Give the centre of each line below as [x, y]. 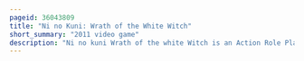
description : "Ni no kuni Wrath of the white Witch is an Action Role [145, 43]
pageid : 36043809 [42, 17]
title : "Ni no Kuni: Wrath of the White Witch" [101, 26]
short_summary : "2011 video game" [75, 34]
